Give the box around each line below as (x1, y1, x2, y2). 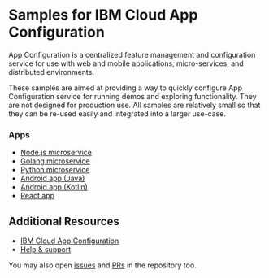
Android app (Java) (20, 173, 85, 184)
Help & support (20, 245, 72, 254)
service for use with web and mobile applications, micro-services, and (8, 59, 244, 68)
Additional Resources (8, 214, 119, 228)
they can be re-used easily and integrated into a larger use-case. (8, 108, 226, 119)
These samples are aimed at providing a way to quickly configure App (8, 83, 242, 93)
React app (20, 191, 55, 201)
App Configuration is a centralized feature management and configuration (8, 50, 256, 59)
